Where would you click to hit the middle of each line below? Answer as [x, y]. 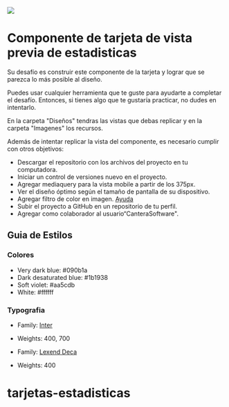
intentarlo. [22, 107]
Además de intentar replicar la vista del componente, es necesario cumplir [113, 141]
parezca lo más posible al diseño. [55, 79]
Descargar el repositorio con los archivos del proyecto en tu [102, 162]
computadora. [37, 169]
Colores [21, 255]
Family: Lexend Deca [47, 352]
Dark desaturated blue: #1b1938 [63, 277]
